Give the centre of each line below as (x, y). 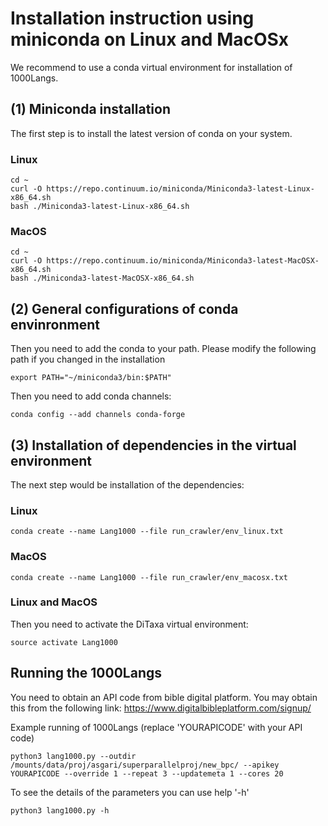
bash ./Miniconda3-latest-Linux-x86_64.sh (100, 207)
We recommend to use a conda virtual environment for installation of (151, 67)
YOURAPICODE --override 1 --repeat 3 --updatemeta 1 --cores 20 (147, 773)
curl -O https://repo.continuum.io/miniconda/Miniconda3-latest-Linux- (162, 189)
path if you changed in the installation (88, 359)
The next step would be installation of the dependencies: (127, 484)
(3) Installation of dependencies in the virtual (153, 445)
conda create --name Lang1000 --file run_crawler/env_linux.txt (147, 532)
